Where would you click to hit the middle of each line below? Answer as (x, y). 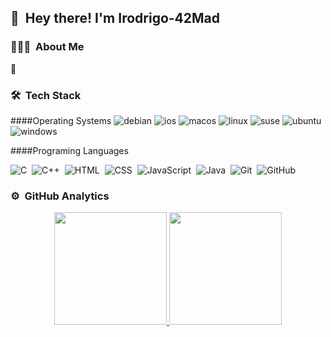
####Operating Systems (61, 120)
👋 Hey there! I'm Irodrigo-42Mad (115, 18)
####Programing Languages (69, 150)
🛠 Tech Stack (46, 95)
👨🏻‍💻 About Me (47, 47)
